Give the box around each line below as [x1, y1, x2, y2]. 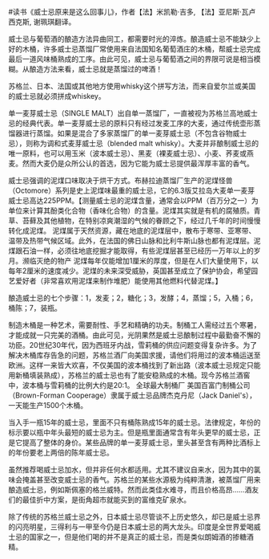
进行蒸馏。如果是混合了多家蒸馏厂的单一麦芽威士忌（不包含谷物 [22, 129, 233, 138]
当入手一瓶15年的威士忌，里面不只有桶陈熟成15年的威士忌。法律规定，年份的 [8, 418, 261, 427]
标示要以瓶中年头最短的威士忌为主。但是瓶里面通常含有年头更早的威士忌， [8, 428, 254, 437]
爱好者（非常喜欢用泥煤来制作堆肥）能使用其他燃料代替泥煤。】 [14, 276, 223, 285]
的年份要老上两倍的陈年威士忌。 [8, 448, 114, 457]
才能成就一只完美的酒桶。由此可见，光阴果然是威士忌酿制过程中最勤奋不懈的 [8, 330, 261, 340]
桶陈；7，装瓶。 [8, 304, 62, 312]
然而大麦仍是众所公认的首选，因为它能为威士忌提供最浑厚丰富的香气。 [22, 159, 254, 168]
